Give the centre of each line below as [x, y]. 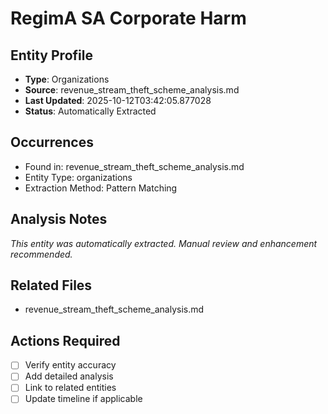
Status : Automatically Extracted [90, 111]
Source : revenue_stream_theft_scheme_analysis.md [132, 90]
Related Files [51, 285]
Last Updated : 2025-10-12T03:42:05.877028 [118, 100]
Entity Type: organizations [78, 177]
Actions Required [65, 340]
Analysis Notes [59, 219]
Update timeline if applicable [83, 399]
